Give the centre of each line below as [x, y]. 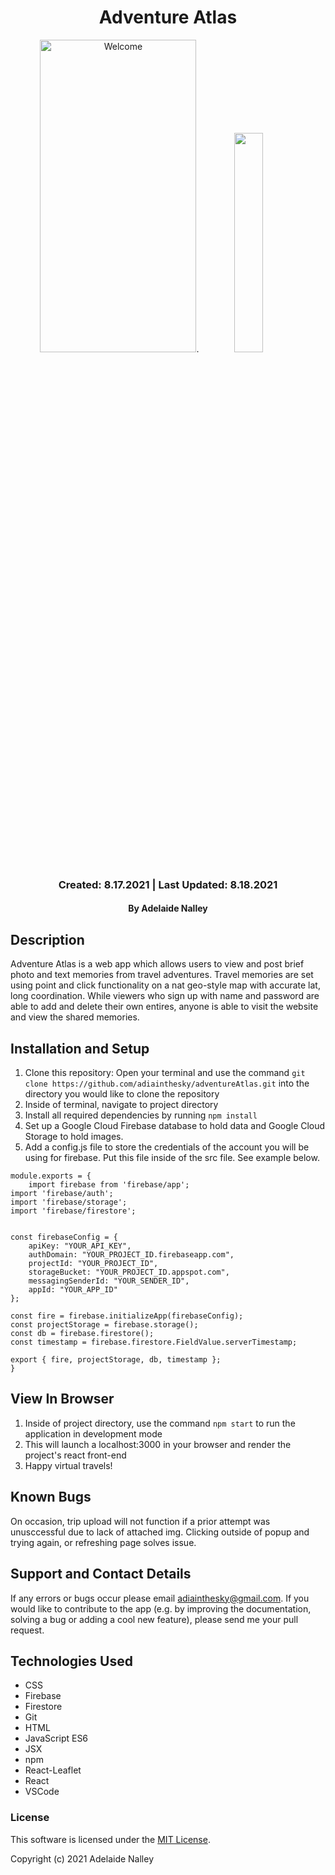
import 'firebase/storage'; [69, 1202]
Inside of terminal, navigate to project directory [121, 1105]
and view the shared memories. [75, 1017]
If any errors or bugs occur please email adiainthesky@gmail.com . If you [160, 1598]
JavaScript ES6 [56, 1738]
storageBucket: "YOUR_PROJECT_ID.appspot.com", [129, 1272]
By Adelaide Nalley [168, 908]
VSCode [42, 1792]
